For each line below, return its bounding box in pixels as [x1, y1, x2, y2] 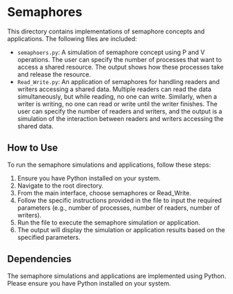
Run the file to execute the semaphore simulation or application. [17, 218, 200, 227]
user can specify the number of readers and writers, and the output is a [17, 107, 223, 115]
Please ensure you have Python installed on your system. [7, 279, 172, 287]
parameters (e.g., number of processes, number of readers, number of [17, 203, 220, 212]
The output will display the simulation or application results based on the [17, 225, 225, 234]
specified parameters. [17, 233, 81, 241]
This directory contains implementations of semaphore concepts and [7, 27, 205, 35]
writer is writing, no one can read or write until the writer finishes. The [17, 99, 218, 108]
